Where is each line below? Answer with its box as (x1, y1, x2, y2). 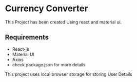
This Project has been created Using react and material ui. (5, 19, 122, 25)
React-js (12, 46, 29, 52)
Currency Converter (5, 3, 88, 14)
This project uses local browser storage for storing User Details (5, 71, 133, 77)
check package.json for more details (12, 61, 86, 67)
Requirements (5, 33, 49, 41)
